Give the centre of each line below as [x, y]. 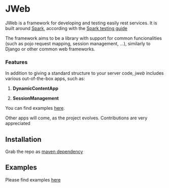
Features [16, 62]
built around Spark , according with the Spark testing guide [66, 28]
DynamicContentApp [35, 88]
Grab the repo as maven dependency [44, 152]
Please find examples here [33, 180]
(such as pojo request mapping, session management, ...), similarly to [78, 43]
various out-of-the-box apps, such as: [45, 79]
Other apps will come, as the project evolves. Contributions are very [76, 118]
